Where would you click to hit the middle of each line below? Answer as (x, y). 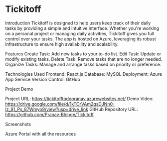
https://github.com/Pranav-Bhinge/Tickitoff (49, 114)
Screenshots (18, 124)
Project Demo (19, 89)
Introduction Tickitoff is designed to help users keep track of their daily (78, 23)
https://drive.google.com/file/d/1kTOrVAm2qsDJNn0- (60, 104)
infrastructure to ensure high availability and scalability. (62, 44)
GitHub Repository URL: (114, 109)
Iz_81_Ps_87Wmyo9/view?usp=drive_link (47, 109)
